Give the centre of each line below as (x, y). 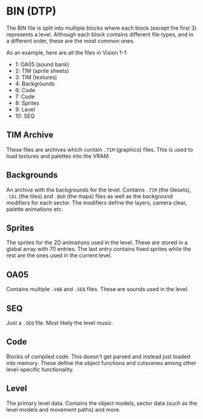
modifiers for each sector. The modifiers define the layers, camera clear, (97, 203)
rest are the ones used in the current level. (59, 255)
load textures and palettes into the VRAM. (58, 156)
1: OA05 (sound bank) (42, 64)
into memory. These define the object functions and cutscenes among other (101, 363)
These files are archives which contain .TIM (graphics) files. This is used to (100, 149)
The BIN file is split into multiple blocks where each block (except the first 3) (101, 28)
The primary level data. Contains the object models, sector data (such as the (102, 403)
